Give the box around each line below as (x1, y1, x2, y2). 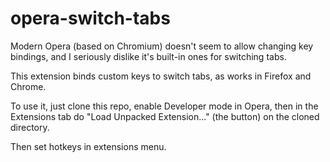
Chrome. (10, 80, 47, 92)
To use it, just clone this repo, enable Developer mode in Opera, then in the (10, 100, 319, 112)
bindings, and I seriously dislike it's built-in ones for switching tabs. (10, 50, 287, 62)
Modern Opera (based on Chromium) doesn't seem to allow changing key (10, 40, 314, 52)
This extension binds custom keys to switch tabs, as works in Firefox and (10, 70, 312, 82)
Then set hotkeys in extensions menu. (10, 140, 167, 152)
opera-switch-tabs (10, 7, 171, 30)
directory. (10, 121, 50, 133)
